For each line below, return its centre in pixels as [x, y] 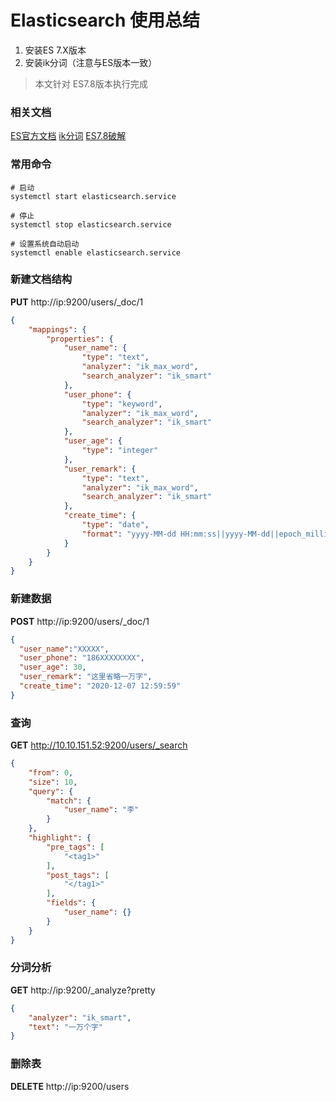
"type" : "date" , [115, 525]
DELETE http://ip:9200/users [70, 1086]
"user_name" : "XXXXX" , [64, 649]
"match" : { [69, 801]
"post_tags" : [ [78, 875]
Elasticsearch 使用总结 [105, 20]
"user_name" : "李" [101, 810]
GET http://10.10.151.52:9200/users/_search [99, 745]
